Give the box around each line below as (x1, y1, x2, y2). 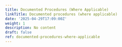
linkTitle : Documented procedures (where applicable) (5, 12, 118, 17)
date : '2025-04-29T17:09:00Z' (5, 16, 67, 21)
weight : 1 (5, 21, 26, 26)
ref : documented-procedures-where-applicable (5, 35, 100, 40)
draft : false (5, 30, 32, 35)
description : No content (5, 25, 56, 30)
